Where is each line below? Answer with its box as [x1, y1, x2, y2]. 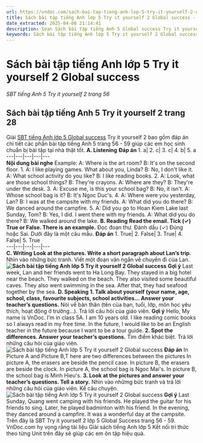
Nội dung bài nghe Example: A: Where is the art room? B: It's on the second [6, 159, 195, 167]
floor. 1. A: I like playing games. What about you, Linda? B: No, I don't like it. [6, 165, 193, 173]
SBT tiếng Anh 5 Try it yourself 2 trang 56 [6, 90, 110, 98]
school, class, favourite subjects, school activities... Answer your [6, 295, 174, 302]
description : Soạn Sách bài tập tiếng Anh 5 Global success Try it [6, 25, 180, 32]
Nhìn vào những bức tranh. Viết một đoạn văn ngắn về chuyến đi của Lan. [6, 256, 190, 263]
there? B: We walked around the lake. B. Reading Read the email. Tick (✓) [6, 217, 192, 224]
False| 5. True [6, 236, 40, 244]
